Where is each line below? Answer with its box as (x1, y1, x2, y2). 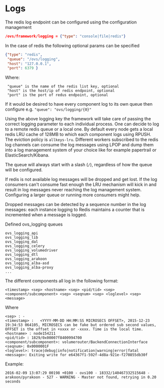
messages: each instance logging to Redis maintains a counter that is (5, 206, 145, 213)
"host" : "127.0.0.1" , (7, 61, 51, 66)
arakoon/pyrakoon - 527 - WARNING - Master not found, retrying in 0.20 (5, 375, 157, 380)
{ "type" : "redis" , (5, 52, 43, 57)
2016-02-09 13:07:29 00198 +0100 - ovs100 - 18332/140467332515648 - (5, 370, 150, 376)
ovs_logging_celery (5, 244, 45, 249)
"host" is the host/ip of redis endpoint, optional (7, 89, 115, 93)
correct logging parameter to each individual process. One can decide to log (5, 121, 159, 127)
